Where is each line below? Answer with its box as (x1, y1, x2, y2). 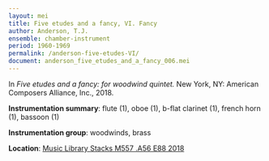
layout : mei (8, 11, 49, 20)
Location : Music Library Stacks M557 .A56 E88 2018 (8, 143, 185, 153)
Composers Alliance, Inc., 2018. (8, 87, 114, 97)
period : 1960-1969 (8, 42, 70, 50)
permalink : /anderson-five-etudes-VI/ (8, 49, 139, 57)
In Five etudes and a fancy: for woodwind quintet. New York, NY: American (8, 78, 259, 89)
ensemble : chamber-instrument (8, 34, 111, 43)
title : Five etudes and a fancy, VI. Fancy (8, 19, 158, 28)
